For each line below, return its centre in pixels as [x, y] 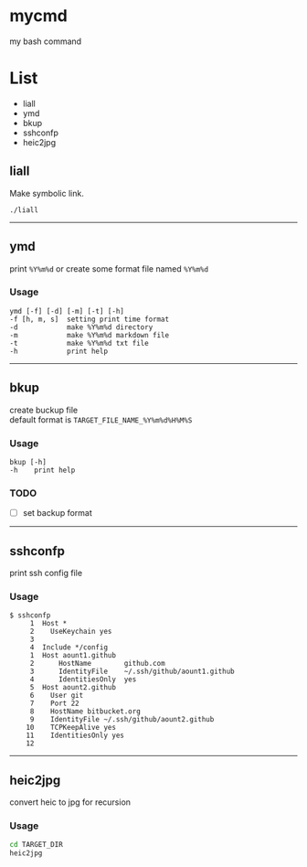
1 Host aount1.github [73, 656]
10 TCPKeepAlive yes [71, 728]
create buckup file [44, 410]
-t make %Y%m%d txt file [79, 343]
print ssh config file [46, 573]
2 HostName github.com [98, 664]
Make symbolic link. [47, 193]
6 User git [57, 696]
